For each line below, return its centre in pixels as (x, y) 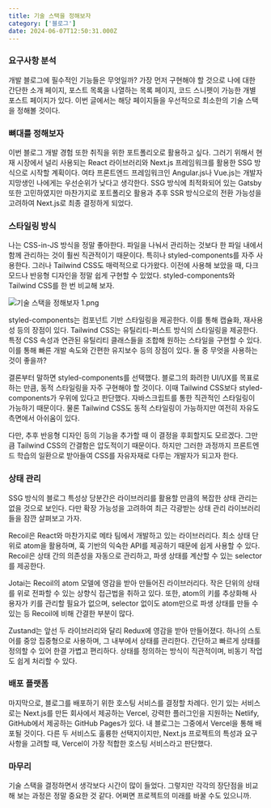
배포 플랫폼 (29, 683)
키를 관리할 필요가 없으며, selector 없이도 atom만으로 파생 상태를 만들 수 (144, 603)
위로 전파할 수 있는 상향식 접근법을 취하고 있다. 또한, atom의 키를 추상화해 (133, 593)
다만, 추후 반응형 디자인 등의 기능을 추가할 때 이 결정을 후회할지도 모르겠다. (126, 436)
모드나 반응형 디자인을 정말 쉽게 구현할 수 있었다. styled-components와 (122, 275)
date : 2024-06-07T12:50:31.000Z (63, 31)
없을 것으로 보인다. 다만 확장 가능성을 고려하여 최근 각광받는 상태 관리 (117, 508)
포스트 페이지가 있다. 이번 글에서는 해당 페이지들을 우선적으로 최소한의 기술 (126, 100)
